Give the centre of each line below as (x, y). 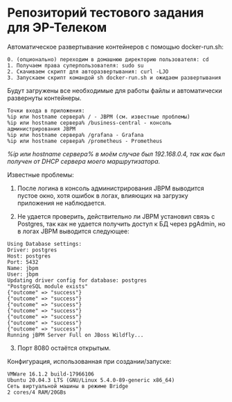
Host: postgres (29, 256)
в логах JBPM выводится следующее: (73, 231)
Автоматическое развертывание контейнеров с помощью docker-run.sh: (115, 47)
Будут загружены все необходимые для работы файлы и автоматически (115, 90)
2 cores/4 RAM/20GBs (37, 392)
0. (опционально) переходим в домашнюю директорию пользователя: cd (108, 59)
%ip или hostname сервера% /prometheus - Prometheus (85, 141)
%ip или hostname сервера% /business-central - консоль (89, 123)
